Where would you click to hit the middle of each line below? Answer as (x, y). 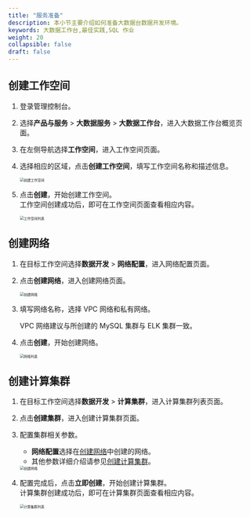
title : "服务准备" (36, 15)
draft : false (29, 52)
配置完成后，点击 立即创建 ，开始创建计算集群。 (95, 483)
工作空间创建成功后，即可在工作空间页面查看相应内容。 (109, 204)
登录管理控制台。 (47, 106)
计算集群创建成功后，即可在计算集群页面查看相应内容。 (109, 493)
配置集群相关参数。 (51, 435)
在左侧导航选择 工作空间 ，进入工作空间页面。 (92, 149)
